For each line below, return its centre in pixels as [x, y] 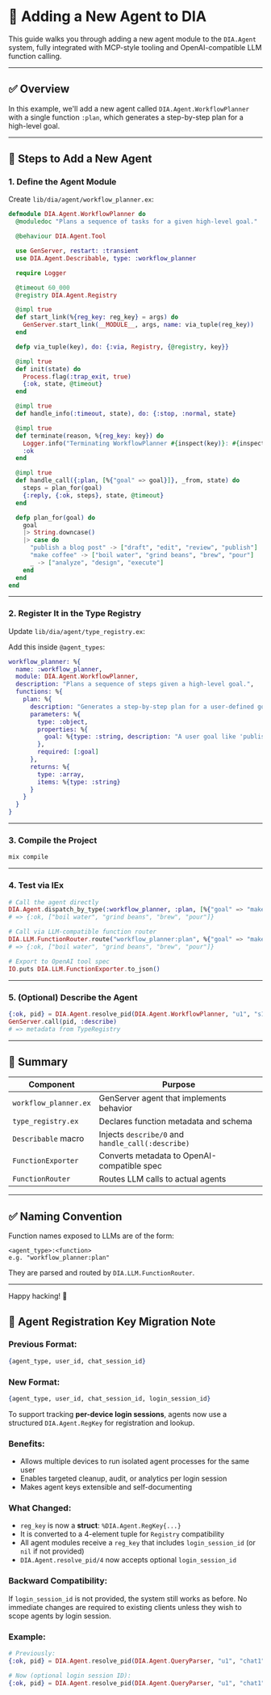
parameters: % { [55, 714]
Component [52, 1084]
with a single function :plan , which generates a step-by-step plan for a [126, 117]
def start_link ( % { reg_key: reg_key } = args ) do [97, 317]
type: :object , [63, 722]
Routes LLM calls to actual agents [163, 1179]
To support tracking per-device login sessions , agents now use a [118, 1414]
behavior [116, 1109]
